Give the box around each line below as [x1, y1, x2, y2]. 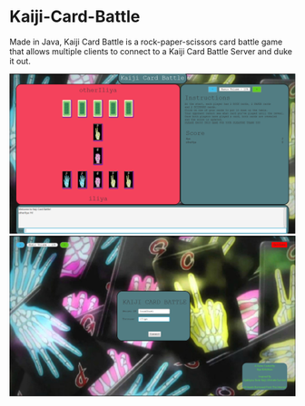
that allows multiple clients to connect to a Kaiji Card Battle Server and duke [9, 45, 293, 56]
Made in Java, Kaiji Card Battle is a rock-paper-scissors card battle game [9, 36, 283, 47]
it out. [9, 55, 32, 66]
